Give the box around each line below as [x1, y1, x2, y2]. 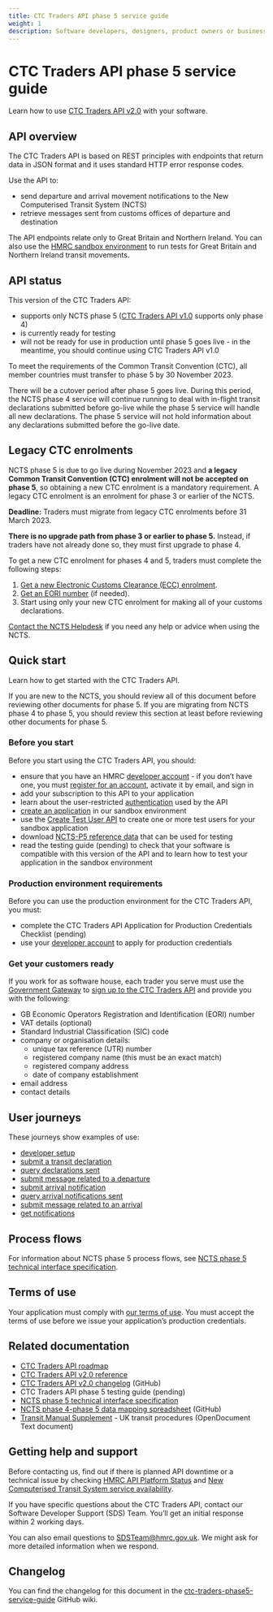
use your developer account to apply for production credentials [19, 938, 232, 948]
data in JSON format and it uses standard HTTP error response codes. [8, 160, 245, 170]
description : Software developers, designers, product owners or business [8, 27, 267, 35]
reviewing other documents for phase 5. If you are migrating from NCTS [8, 699, 249, 709]
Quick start [8, 654, 67, 668]
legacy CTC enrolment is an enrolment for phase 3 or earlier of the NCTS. [8, 491, 255, 500]
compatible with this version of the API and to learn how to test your [19, 849, 248, 858]
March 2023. [8, 515, 52, 525]
